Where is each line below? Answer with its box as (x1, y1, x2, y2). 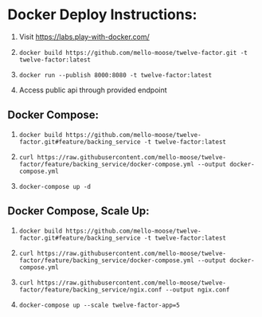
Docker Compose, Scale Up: (7, 205, 150, 218)
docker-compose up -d (18, 182, 91, 190)
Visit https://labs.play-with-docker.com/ (18, 32, 151, 41)
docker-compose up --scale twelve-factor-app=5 (18, 301, 180, 309)
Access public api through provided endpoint (18, 85, 168, 95)
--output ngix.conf (165, 285, 230, 294)
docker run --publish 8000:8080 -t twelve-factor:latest (18, 71, 213, 79)
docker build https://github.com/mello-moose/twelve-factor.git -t (18, 49, 248, 57)
